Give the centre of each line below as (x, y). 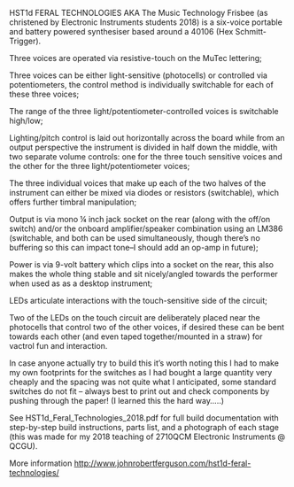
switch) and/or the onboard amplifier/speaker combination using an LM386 (146, 228)
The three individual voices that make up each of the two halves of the (138, 183)
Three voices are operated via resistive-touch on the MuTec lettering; (136, 58)
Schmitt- (251, 31)
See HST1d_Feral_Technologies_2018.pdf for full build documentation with (144, 418)
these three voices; (44, 94)
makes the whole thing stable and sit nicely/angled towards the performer (144, 274)
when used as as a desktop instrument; (81, 283)
